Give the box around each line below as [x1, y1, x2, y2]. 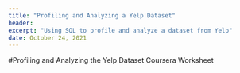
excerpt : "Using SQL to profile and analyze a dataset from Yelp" [8, 26, 233, 34]
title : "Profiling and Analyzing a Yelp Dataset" [8, 11, 176, 20]
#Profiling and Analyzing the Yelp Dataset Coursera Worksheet [8, 56, 215, 65]
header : [8, 19, 34, 27]
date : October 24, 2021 [8, 33, 87, 42]
